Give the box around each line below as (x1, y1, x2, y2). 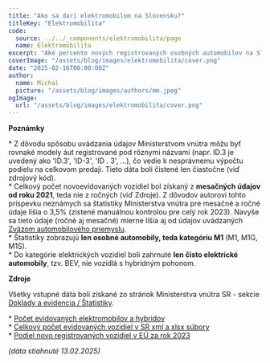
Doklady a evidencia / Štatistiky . (8, 298, 114, 308)
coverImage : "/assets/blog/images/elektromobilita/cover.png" (8, 57, 221, 65)
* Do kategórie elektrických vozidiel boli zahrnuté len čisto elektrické (8, 250, 239, 259)
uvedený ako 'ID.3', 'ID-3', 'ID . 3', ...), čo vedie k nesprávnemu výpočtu (8, 156, 243, 165)
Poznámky (8, 124, 45, 133)
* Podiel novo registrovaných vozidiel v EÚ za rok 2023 (8, 331, 190, 341)
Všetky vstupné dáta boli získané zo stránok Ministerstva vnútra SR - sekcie (8, 290, 260, 300)
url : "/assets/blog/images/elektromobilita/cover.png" (15, 101, 203, 109)
